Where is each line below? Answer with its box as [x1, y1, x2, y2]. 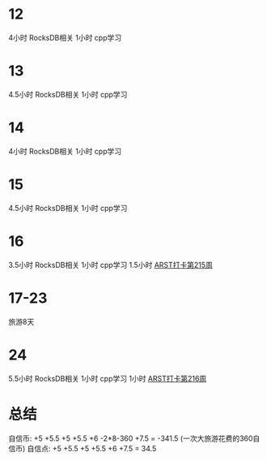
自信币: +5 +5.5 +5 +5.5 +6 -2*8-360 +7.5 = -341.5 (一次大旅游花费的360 [8, 433, 253, 443]
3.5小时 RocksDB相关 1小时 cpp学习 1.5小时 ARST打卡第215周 [8, 260, 213, 269]
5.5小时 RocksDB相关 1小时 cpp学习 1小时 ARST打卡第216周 [8, 373, 207, 383]
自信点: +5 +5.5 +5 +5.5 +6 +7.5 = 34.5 [27, 443, 157, 453]
